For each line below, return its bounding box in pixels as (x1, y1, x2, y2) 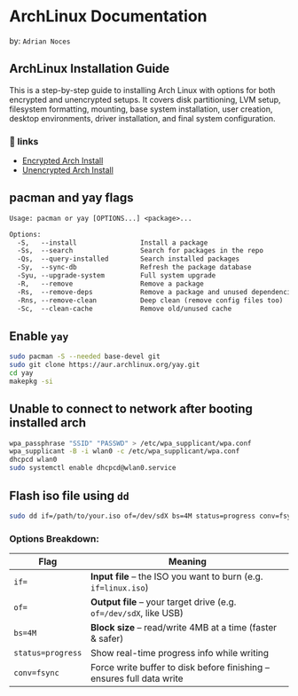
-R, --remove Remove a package (17, 279, 204, 288)
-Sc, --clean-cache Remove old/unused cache (17, 304, 232, 313)
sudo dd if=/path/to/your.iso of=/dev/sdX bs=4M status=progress (9, 512, 255, 520)
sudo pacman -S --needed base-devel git (9, 352, 161, 361)
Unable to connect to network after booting (9, 402, 253, 417)
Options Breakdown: (9, 532, 99, 544)
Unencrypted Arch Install (21, 165, 114, 176)
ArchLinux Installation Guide (9, 61, 170, 76)
